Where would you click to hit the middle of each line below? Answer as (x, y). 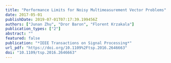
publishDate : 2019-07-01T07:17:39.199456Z (51, 19)
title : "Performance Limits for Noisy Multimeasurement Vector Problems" (86, 10)
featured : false (23, 39)
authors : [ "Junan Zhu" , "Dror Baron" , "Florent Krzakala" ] (70, 24)
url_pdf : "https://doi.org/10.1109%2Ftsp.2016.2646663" (66, 48)
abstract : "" (19, 34)
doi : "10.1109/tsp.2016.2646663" (41, 52)
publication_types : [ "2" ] (33, 29)
